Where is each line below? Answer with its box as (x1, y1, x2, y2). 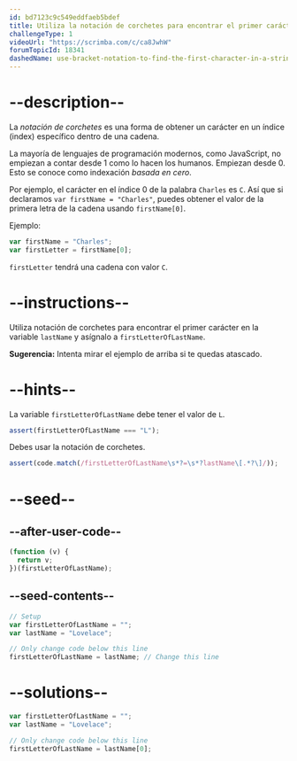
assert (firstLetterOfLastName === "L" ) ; (9, 426, 161, 435)
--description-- (9, 92, 126, 113)
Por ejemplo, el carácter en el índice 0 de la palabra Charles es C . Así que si (9, 183, 284, 195)
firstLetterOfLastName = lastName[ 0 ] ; (9, 744, 152, 753)
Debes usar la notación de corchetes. (9, 442, 146, 453)
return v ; (17, 555, 53, 565)
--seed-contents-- (9, 588, 115, 603)
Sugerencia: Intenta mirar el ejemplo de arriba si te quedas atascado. (9, 348, 263, 359)
